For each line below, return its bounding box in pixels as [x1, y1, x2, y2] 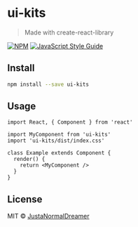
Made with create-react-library [24, 28, 114, 37]
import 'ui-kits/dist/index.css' [7, 137, 105, 145]
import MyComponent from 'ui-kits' [7, 131, 111, 138]
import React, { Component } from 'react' [7, 119, 133, 126]
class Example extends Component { [7, 150, 111, 157]
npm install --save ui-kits [7, 81, 90, 88]
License [7, 193, 43, 205]
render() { [13, 156, 46, 163]
